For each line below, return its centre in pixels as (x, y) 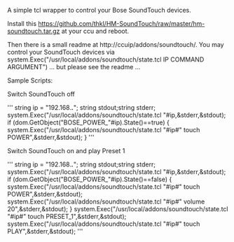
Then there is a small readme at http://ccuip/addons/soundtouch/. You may (116, 44)
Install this (22, 23)
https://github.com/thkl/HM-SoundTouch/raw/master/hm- (122, 23)
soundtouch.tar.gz (34, 31)
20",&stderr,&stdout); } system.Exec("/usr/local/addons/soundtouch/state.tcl (118, 209)
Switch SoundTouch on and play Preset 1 (66, 151)
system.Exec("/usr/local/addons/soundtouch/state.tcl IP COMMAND (106, 59)
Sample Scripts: (30, 80)
